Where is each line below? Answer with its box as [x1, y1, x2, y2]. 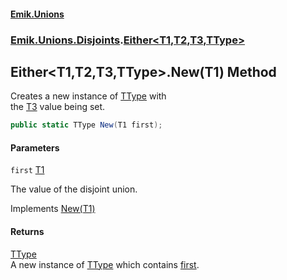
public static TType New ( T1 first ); [10, 120, 163, 130]
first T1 [10, 164, 45, 176]
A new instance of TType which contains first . [10, 258, 200, 270]
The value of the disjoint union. [10, 183, 138, 195]
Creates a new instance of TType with [10, 90, 167, 102]
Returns [10, 226, 45, 237]
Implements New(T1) [10, 203, 96, 215]
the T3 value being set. [10, 101, 106, 113]
